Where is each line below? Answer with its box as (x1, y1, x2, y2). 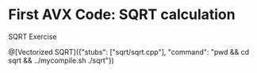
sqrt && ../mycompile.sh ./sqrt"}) (8, 56, 115, 65)
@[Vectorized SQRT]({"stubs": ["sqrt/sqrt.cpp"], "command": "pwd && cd (8, 47, 250, 56)
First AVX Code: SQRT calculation (8, 6, 236, 24)
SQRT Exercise (8, 32, 57, 41)
